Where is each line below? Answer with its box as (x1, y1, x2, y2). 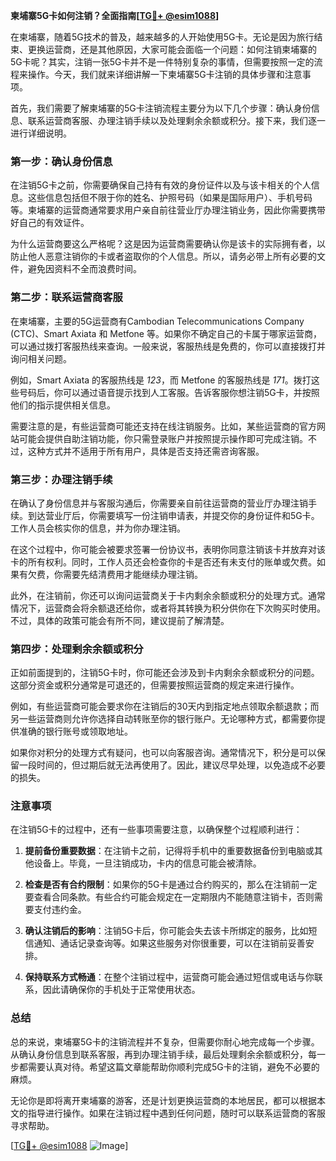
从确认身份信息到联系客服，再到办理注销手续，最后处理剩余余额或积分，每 (10, 1048, 317, 1060)
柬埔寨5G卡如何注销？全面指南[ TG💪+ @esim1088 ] (10, 10, 220, 21)
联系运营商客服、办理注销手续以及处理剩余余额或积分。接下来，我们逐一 (27, 115, 326, 126)
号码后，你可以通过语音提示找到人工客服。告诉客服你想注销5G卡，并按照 (18, 386, 320, 398)
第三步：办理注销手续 (10, 472, 113, 486)
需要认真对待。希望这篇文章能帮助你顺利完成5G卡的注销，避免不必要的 (27, 1060, 320, 1073)
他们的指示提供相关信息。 (10, 399, 116, 411)
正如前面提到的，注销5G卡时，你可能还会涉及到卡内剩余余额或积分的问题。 (10, 667, 320, 679)
